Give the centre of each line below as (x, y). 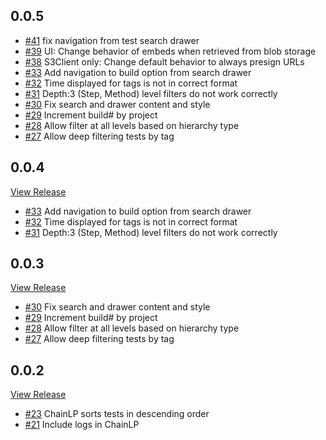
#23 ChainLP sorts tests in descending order (117, 414)
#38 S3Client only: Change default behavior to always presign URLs (164, 61)
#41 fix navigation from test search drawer (112, 40)
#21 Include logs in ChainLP (82, 425)
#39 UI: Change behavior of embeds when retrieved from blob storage (170, 51)
